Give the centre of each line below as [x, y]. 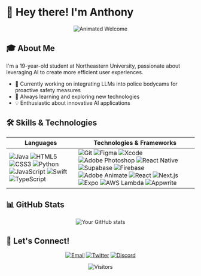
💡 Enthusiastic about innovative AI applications [72, 103]
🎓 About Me [31, 48]
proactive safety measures [48, 90]
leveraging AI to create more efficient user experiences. [75, 72]
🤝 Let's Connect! [38, 241]
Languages [41, 142]
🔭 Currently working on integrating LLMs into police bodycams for [96, 84]
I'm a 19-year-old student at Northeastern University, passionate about [93, 66]
